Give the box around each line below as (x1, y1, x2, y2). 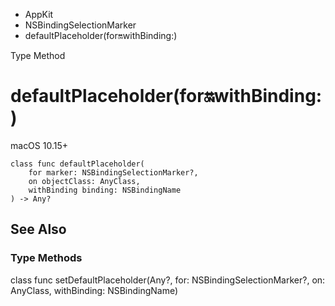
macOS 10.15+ (10, 139, 69, 151)
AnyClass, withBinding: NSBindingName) (10, 284, 179, 296)
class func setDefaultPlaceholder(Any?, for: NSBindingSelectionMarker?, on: (10, 274, 326, 286)
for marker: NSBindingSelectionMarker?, (28, 167, 199, 178)
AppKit (24, 9, 54, 20)
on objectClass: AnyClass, (28, 176, 141, 186)
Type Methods (10, 251, 83, 265)
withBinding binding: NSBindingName (28, 185, 182, 195)
